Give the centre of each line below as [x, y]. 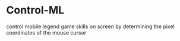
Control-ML [35, 10]
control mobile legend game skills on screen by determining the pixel [90, 26]
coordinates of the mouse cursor [46, 32]
